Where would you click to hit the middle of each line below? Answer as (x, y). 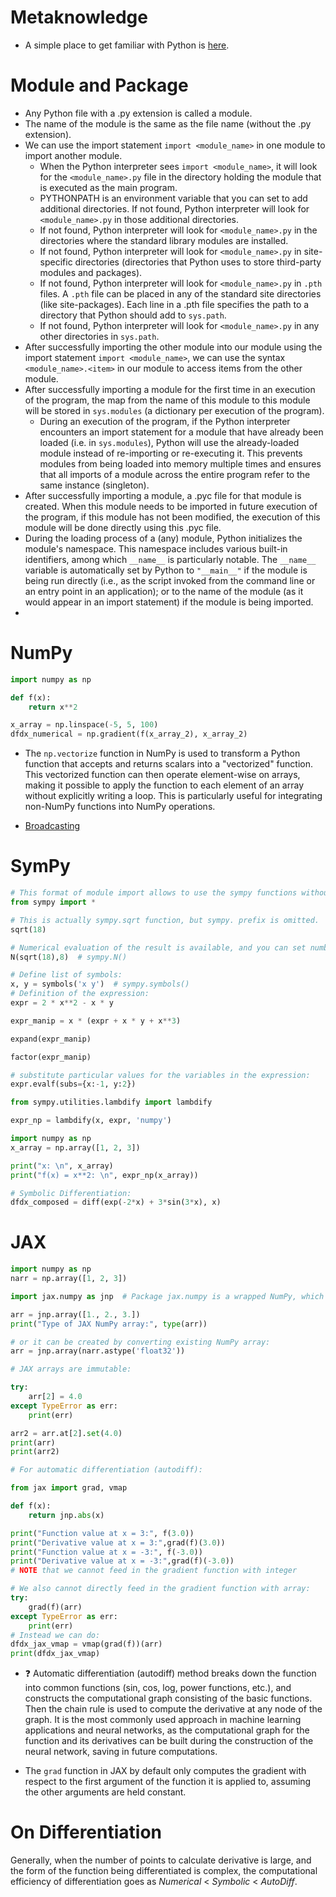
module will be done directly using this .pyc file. (123, 527)
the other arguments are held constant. (105, 1792)
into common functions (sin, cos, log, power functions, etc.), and (158, 1688)
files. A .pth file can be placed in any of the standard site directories (180, 293)
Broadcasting (52, 826)
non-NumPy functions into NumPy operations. (120, 807)
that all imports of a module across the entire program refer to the (175, 474)
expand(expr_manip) (51, 1039)
